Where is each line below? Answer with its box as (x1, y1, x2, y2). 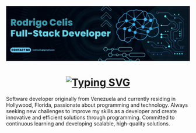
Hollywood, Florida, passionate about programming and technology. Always (6, 101, 188, 108)
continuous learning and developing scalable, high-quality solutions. (6, 120, 170, 127)
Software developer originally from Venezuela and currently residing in (6, 96, 176, 103)
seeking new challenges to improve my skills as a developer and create (6, 108, 177, 115)
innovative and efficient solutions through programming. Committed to (6, 114, 175, 121)
